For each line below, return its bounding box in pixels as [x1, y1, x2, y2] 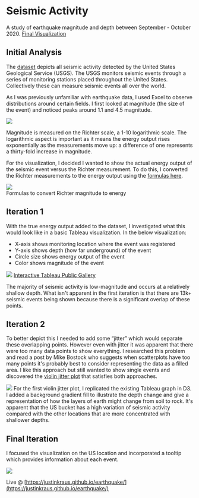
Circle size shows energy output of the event [14, 253, 125, 260]
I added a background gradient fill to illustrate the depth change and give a [6, 391, 189, 399]
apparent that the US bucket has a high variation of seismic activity [6, 404, 170, 411]
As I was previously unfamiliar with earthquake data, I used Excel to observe [6, 93, 193, 100]
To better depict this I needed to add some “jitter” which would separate [6, 335, 183, 342]
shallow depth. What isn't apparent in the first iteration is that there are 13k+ [6, 289, 192, 297]
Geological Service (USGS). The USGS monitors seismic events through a [6, 70, 186, 77]
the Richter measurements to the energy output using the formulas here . [6, 172, 183, 179]
